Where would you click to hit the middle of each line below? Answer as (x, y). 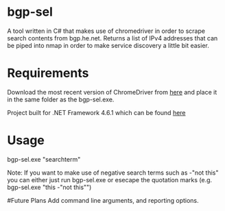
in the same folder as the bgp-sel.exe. (61, 99)
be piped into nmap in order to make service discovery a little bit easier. (108, 45)
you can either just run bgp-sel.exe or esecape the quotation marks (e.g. (110, 179)
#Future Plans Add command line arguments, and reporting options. (103, 200)
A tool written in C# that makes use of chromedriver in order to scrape (106, 31)
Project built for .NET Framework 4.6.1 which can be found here (97, 112)
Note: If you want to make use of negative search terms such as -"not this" (113, 173)
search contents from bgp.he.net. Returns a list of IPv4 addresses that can (113, 38)
